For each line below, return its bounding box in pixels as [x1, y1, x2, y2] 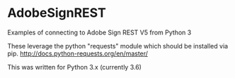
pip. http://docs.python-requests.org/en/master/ [7, 49, 149, 58]
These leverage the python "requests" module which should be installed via [7, 41, 229, 50]
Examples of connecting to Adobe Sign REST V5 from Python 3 [7, 28, 192, 37]
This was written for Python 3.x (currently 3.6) [7, 63, 142, 71]
